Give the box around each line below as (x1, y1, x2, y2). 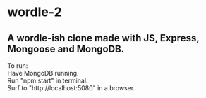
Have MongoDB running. (7, 69, 79, 77)
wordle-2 (7, 4, 62, 20)
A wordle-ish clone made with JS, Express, (7, 32, 200, 44)
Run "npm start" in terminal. (7, 76, 88, 85)
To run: (7, 62, 28, 70)
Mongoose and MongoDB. (7, 43, 125, 55)
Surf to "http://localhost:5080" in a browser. (7, 84, 135, 92)
